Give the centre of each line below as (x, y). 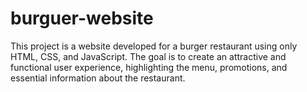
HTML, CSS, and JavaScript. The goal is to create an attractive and (148, 56)
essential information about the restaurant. (98, 78)
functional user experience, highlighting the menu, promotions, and (149, 67)
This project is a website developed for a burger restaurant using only (154, 46)
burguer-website (82, 18)
